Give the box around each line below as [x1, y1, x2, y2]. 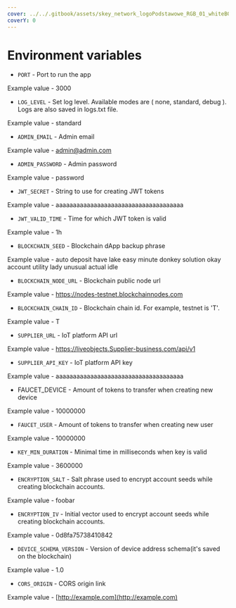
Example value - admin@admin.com [7, 146, 112, 155]
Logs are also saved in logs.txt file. [17, 105, 118, 113]
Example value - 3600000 [7, 461, 83, 470]
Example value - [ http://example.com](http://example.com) [7, 593, 178, 602]
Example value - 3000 [7, 84, 72, 92]
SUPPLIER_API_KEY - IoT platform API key [17, 359, 133, 367]
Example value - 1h [7, 228, 63, 237]
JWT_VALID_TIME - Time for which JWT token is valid [17, 214, 166, 223]
